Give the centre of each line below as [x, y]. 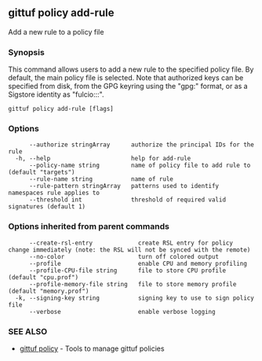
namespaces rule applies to [54, 193]
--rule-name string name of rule [101, 179]
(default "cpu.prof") [44, 277]
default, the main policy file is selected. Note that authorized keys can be [126, 78]
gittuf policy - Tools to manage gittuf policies [92, 348]
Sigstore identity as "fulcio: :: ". [56, 94]
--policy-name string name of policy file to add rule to [140, 166]
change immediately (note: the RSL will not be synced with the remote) [129, 250]
